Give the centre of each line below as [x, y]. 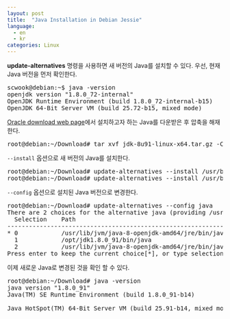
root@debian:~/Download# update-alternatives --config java [110, 206]
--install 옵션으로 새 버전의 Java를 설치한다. [68, 158]
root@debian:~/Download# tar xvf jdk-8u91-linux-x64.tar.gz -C [115, 144]
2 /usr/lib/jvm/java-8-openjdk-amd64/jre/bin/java [121, 247]
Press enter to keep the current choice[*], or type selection [115, 254]
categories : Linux [33, 45]
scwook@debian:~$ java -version [61, 87]
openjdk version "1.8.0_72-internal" [71, 94]
